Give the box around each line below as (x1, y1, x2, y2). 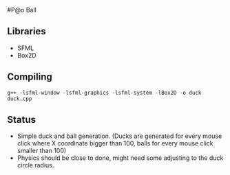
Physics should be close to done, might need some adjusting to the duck (17, 154, 224, 162)
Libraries (7, 25, 46, 37)
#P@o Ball (7, 6, 36, 14)
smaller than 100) (17, 147, 67, 155)
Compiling (7, 71, 53, 83)
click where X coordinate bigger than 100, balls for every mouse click (17, 139, 213, 148)
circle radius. (17, 161, 54, 170)
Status (7, 114, 36, 126)
